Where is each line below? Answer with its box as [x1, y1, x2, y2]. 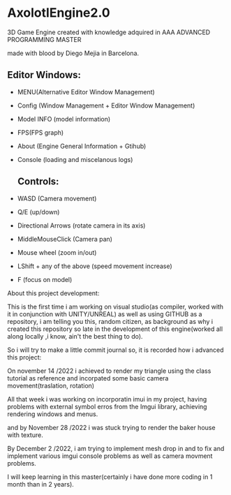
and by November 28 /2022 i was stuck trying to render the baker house [7, 423, 216, 431]
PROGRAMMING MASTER [7, 35, 82, 43]
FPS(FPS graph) [17, 128, 64, 137]
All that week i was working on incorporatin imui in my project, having [7, 394, 207, 403]
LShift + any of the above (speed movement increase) [17, 262, 172, 270]
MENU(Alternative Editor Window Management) [17, 87, 155, 96]
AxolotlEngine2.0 [7, 5, 110, 21]
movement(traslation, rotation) [7, 381, 95, 390]
